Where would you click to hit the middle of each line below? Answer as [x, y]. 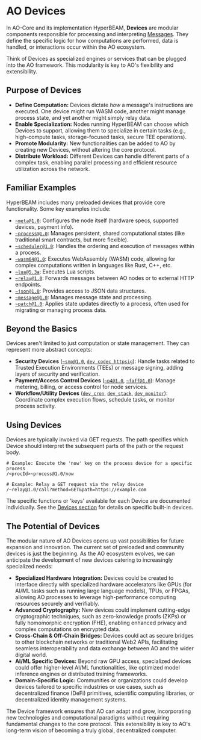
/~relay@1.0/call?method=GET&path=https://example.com [76, 490]
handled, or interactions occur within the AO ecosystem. [76, 47]
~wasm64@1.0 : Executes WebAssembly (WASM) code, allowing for [95, 259]
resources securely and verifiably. [57, 604]
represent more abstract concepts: [49, 350]
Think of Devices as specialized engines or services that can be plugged [96, 58]
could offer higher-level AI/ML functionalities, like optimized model [97, 667]
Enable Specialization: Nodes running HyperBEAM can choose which [102, 124]
